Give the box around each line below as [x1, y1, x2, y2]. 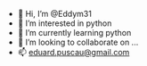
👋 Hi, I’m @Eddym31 [17, 9, 92, 19]
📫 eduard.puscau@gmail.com [17, 47, 130, 57]
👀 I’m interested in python [17, 18, 112, 29]
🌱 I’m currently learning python [17, 28, 132, 37]
